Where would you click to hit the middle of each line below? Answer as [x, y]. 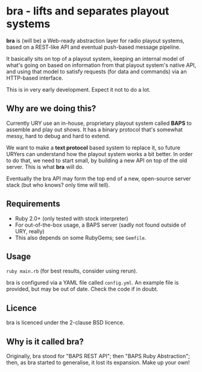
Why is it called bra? [45, 342]
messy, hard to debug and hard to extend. [58, 136]
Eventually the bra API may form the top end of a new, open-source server [99, 178]
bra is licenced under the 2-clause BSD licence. [65, 323]
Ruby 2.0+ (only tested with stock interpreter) [71, 218]
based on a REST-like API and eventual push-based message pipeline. [93, 47]
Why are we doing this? [51, 109]
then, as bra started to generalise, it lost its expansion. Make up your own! [98, 362]
